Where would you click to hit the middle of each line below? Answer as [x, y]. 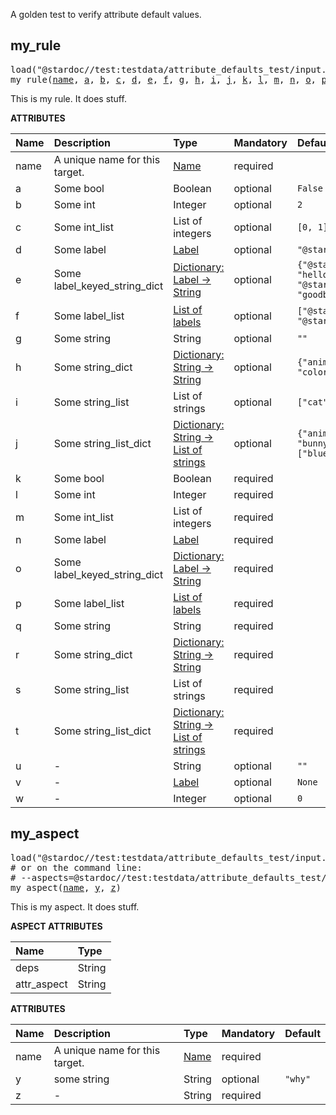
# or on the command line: [76, 867]
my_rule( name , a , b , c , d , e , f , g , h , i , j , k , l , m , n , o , [163, 79]
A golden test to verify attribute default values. [106, 14]
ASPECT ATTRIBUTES [56, 926]
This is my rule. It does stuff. [68, 98]
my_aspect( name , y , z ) [66, 887]
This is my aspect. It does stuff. [75, 906]
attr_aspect [41, 984]
